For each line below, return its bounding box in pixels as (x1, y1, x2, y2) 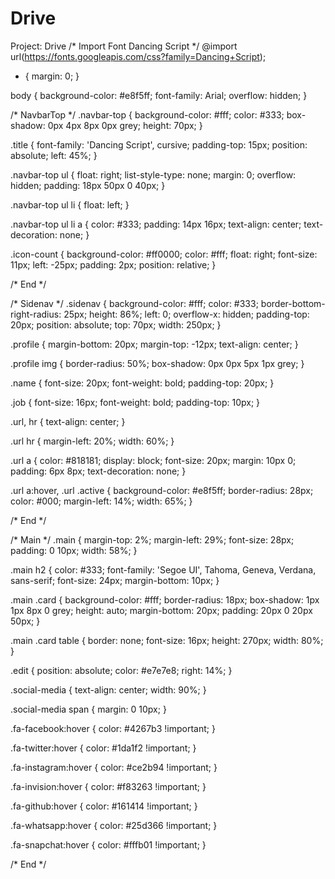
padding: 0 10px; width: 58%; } (10, 544, 138, 556)
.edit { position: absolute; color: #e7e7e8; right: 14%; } (10, 664, 233, 676)
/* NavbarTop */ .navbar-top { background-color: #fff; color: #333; (10, 108, 285, 121)
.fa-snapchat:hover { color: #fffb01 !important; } (10, 838, 207, 851)
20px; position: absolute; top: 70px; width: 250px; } (10, 318, 222, 331)
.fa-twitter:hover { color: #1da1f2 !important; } (10, 742, 197, 754)
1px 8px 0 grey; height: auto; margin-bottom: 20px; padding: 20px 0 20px (10, 604, 313, 616)
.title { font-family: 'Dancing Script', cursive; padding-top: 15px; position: (10, 138, 308, 151)
